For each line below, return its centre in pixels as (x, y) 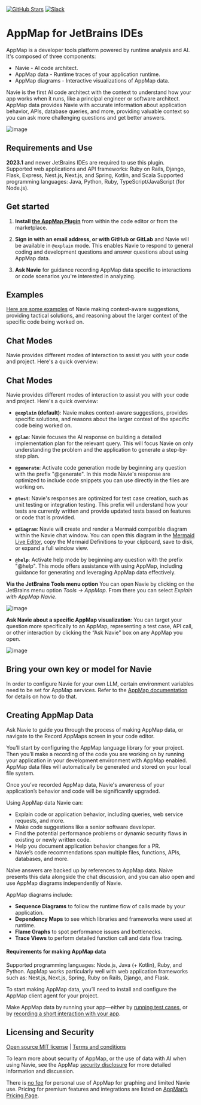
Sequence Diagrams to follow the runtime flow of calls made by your (100, 906)
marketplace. (31, 227)
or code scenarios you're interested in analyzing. (75, 276)
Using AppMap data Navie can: (45, 802)
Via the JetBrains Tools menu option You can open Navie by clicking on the (100, 584)
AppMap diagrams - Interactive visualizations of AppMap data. (92, 80)
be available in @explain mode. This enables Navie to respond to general (104, 245)
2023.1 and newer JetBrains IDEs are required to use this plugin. (86, 162)
